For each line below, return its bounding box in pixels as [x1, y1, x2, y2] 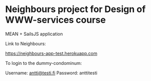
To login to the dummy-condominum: [5, 60, 82, 66]
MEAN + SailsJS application [5, 31, 63, 37]
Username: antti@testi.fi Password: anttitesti [5, 69, 98, 76]
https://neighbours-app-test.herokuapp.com [5, 50, 98, 56]
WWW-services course [5, 14, 106, 26]
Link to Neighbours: [5, 40, 46, 46]
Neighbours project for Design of [5, 4, 146, 15]
